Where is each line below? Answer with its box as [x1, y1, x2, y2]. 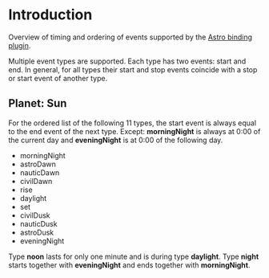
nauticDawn [19, 167, 60, 178]
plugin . [8, 40, 31, 50]
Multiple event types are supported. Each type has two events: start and [8, 56, 247, 66]
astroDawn [19, 159, 56, 169]
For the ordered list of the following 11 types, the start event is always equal [8, 118, 257, 128]
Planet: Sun [8, 96, 67, 110]
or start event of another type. [8, 73, 108, 83]
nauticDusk [19, 219, 58, 228]
